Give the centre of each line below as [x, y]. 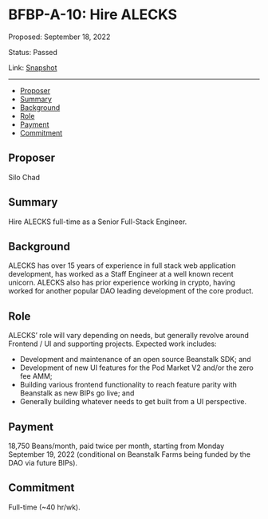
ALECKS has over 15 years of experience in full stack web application [122, 265]
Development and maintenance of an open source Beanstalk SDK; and [135, 360]
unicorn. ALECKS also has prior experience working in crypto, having [122, 283]
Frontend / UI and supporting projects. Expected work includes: [112, 344]
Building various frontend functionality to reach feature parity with [128, 385]
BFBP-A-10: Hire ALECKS [93, 15]
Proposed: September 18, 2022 [59, 37]
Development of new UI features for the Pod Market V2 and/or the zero [136, 368]
